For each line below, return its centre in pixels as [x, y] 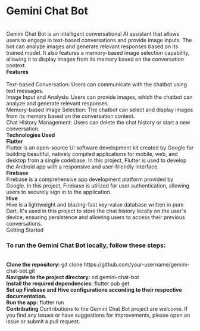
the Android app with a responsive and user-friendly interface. [83, 166]
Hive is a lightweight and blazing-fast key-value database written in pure [95, 204]
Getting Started [25, 230]
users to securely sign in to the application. [59, 192]
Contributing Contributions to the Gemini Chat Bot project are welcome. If [97, 309]
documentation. [26, 296]
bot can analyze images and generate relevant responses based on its [92, 46]
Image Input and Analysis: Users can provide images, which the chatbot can [99, 97]
